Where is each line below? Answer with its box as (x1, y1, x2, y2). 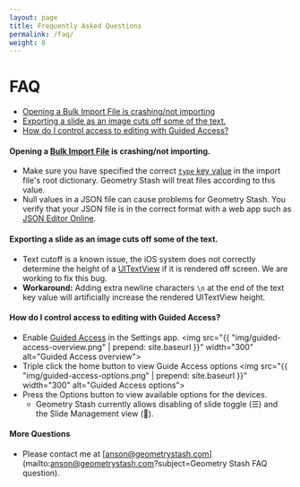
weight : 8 (9, 38, 47, 47)
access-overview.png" (21, 341, 106, 352)
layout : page (9, 13, 58, 22)
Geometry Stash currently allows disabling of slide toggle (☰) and (35, 398, 279, 409)
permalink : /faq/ (9, 30, 74, 38)
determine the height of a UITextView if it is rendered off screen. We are (21, 263, 288, 274)
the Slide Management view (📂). (35, 408, 154, 419)
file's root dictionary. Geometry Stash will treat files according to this (21, 175, 276, 186)
